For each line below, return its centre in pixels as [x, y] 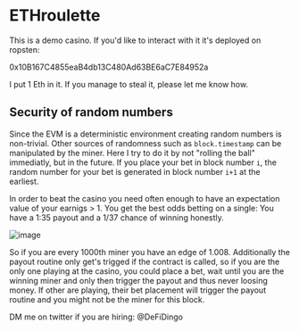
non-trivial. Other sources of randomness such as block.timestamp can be [145, 143]
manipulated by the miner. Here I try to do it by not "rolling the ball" [133, 153]
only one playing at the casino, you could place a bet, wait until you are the [147, 271]
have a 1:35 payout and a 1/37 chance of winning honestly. [117, 217]
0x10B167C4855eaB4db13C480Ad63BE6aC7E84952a [109, 67]
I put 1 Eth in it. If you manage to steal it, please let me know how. [129, 84]
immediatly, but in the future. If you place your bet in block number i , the [143, 162]
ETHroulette [55, 16]
